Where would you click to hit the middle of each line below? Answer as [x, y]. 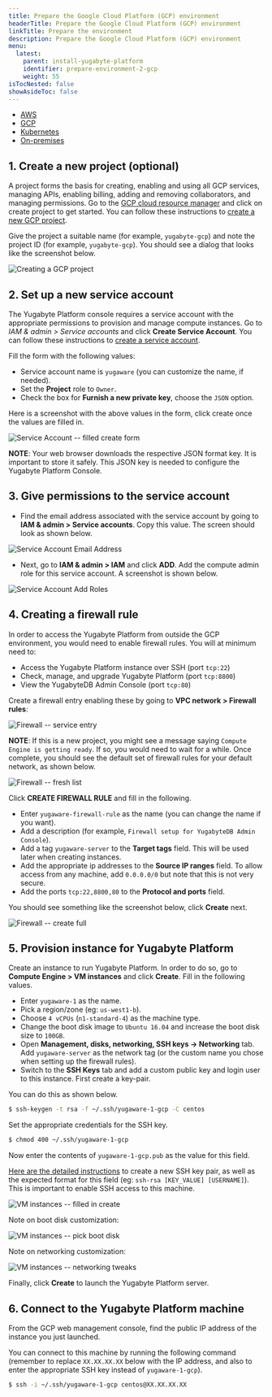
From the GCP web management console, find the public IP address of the [133, 1328]
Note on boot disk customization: [64, 1220]
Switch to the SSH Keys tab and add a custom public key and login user [140, 1070]
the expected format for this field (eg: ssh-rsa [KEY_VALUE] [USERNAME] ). [129, 1180]
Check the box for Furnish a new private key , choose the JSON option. [137, 398]
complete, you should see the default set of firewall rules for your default [130, 758]
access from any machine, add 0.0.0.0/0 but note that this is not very [137, 874]
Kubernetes [39, 132]
